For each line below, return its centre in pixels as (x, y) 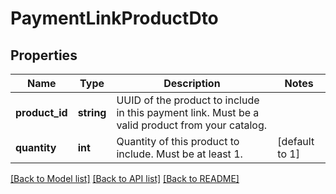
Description (192, 83)
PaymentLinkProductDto (114, 18)
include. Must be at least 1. (179, 154)
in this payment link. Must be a (188, 112)
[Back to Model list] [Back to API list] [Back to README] (125, 178)
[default (296, 141)
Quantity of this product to (178, 141)
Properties (44, 55)
